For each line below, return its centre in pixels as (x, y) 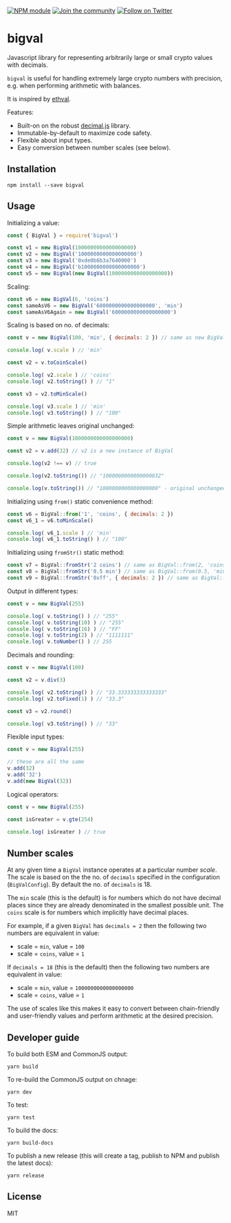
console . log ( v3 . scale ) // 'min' (57, 407)
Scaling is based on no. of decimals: (58, 325)
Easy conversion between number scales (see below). (94, 147)
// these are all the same (46, 762)
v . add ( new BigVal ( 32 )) (40, 781)
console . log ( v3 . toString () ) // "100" (64, 413)
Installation (32, 169)
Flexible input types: (36, 737)
